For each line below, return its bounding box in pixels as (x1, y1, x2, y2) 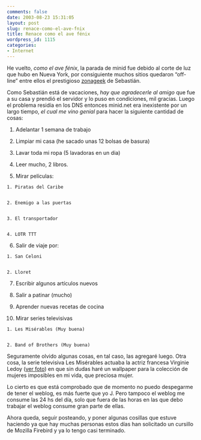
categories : (7, 43, 37, 49)
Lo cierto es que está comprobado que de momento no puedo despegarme (7, 383, 194, 390)
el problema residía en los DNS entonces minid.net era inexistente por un (7, 101, 187, 109)
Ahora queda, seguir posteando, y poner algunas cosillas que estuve (7, 414, 177, 421)
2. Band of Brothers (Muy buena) (7, 342, 91, 348)
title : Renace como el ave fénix (7, 31, 91, 37)
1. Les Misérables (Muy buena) (7, 326, 85, 332)
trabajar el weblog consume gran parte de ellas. (7, 402, 125, 409)
